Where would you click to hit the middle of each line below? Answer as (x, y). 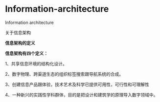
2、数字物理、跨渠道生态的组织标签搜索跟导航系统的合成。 (64, 74)
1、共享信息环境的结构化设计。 (36, 63)
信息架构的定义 (20, 43)
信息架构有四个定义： (26, 53)
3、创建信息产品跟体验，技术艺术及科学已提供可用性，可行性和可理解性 (77, 84)
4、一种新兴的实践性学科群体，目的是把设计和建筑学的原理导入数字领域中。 (81, 95)
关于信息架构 (18, 32)
